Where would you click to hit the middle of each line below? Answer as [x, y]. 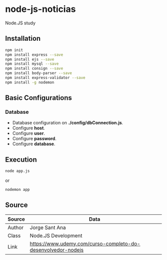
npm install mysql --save [32, 64]
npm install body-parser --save [39, 73]
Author [16, 227]
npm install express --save [34, 55]
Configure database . [34, 144]
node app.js [17, 171]
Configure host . [29, 128]
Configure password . [34, 139]
